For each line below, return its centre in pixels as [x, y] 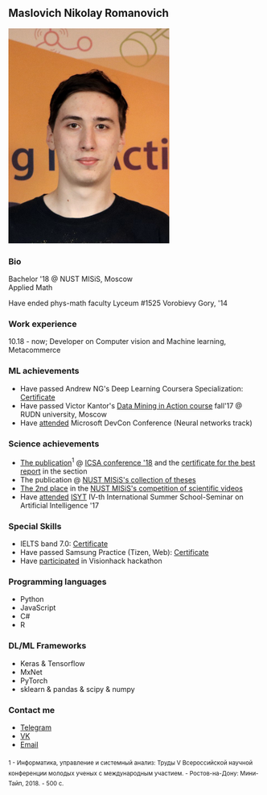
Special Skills [35, 526]
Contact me [32, 710]
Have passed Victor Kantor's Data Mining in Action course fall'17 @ [131, 405]
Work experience [43, 324]
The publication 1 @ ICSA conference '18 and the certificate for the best [138, 462]
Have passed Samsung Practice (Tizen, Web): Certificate [114, 552]
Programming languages [58, 582]
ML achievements [44, 371]
